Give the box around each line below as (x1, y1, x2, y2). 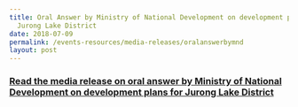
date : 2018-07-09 (9, 29, 74, 38)
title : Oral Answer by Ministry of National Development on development (9, 12, 284, 22)
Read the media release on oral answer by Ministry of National (9, 75, 282, 88)
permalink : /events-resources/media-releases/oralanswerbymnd (9, 37, 244, 47)
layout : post (9, 46, 58, 55)
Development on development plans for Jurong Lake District (9, 86, 274, 98)
